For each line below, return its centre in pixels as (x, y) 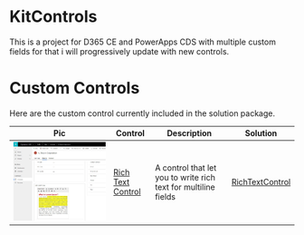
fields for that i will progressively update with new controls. (119, 51)
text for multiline (185, 187)
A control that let (186, 167)
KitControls (53, 17)
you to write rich (185, 177)
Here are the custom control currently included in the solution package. (142, 113)
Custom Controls (75, 88)
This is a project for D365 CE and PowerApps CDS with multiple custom (142, 42)
